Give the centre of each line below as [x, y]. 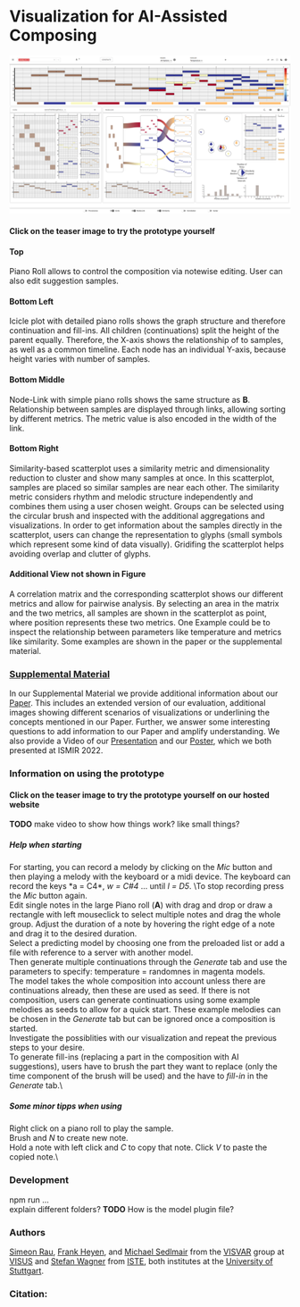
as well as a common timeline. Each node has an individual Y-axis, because [148, 349]
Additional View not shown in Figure [78, 574]
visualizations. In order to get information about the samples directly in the [146, 525]
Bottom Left [31, 301]
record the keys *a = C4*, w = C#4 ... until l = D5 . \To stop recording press [146, 886]
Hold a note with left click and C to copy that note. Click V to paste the [138, 1148]
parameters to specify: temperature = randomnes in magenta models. [137, 972]
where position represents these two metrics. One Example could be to [140, 623]
